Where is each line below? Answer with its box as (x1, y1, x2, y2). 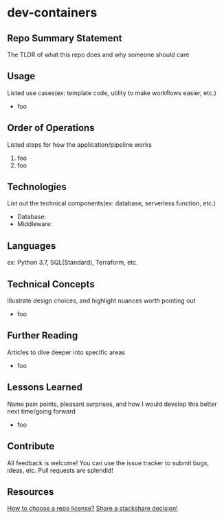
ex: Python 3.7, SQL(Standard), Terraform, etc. (7, 258, 139, 267)
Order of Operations (7, 122, 95, 134)
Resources (7, 486, 54, 498)
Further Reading (7, 329, 78, 342)
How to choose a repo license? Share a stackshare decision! (7, 505, 178, 513)
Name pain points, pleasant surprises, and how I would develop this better (7, 400, 218, 408)
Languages (7, 240, 56, 252)
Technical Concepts (7, 278, 95, 290)
